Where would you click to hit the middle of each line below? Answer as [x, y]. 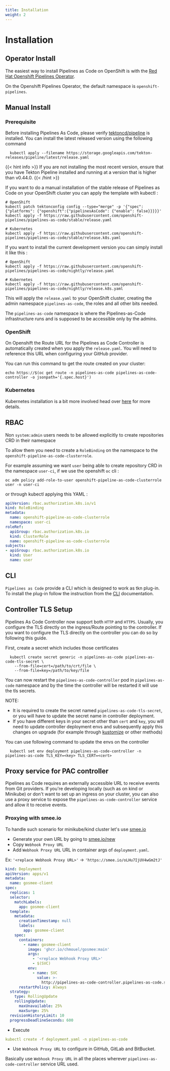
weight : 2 [16, 15]
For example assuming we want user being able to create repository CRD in [84, 465]
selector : [20, 897]
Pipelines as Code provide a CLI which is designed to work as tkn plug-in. [83, 588]
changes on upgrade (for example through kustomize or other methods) [88, 732]
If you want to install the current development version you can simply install [84, 248]
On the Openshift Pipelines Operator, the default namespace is [70, 86]
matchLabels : [28, 902]
